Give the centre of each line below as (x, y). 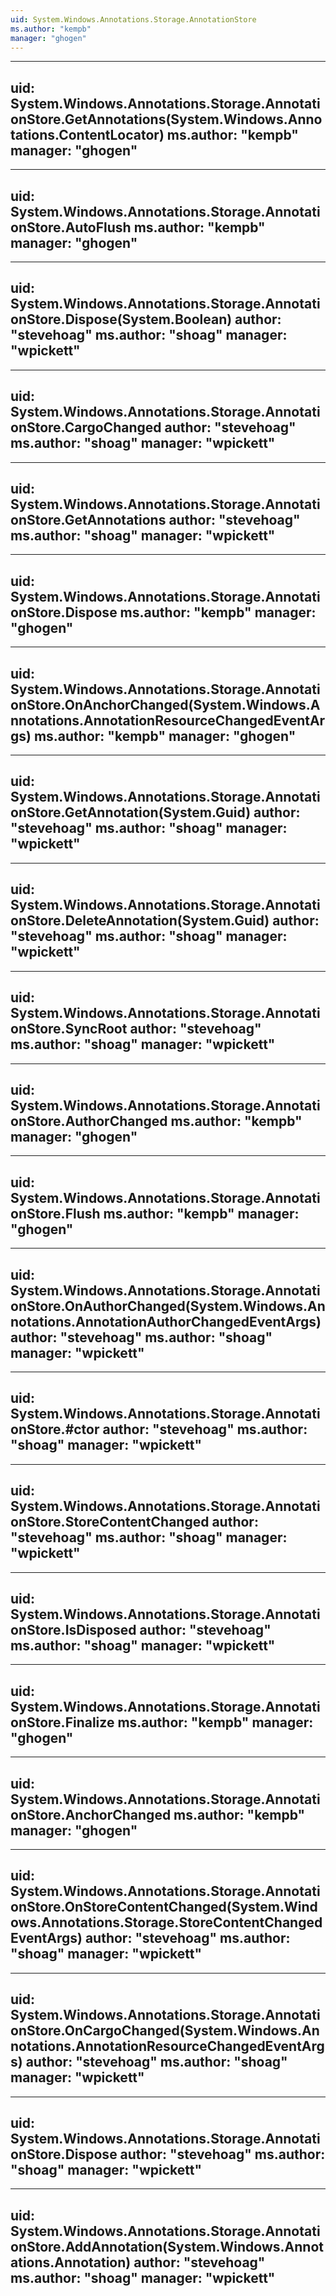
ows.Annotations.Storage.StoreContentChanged (166, 1922)
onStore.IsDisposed (73, 1629)
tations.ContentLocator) (87, 134)
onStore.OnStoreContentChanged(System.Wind (164, 1907)
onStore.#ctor (55, 1429)
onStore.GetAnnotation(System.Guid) (131, 812)
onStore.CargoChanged (86, 427)
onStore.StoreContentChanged (110, 1522)
